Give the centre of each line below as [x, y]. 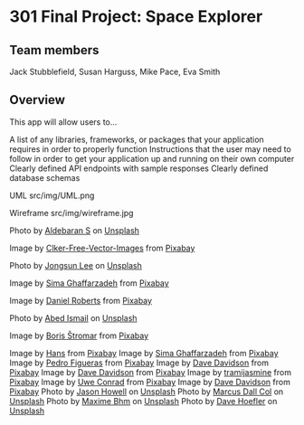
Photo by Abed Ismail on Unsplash [73, 317]
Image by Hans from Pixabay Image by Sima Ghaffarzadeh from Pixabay [144, 353]
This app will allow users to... [63, 122]
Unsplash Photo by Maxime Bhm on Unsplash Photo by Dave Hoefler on [143, 401]
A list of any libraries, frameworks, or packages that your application [137, 139]
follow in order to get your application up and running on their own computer [152, 158]
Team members [54, 50]
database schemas [45, 177]
